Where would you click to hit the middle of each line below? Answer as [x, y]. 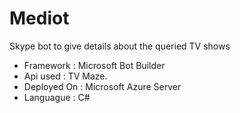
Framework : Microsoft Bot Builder [94, 65]
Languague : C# [57, 97]
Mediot [39, 18]
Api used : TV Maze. [65, 76]
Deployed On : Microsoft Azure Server [102, 86]
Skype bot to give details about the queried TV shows [120, 46]
